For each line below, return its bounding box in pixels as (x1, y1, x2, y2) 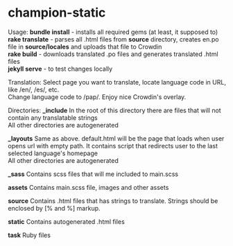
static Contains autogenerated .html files (8, 217, 126, 226)
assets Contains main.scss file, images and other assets (8, 183, 169, 191)
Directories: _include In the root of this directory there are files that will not (8, 106, 221, 114)
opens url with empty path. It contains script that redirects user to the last (8, 141, 218, 150)
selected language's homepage (8, 149, 98, 157)
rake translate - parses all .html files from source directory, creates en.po (8, 35, 219, 43)
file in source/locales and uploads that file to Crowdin (8, 42, 162, 51)
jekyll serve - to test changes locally (8, 64, 113, 73)
